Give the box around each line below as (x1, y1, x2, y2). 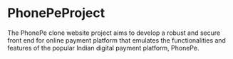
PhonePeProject (7, 5, 105, 21)
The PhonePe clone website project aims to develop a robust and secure (7, 28, 221, 37)
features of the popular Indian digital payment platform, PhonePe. (7, 43, 200, 52)
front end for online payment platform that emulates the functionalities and (7, 36, 227, 44)
